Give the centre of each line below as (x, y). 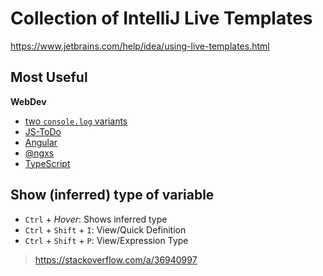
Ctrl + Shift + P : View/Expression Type (106, 240)
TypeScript (47, 163)
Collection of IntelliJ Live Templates (161, 18)
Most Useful (49, 77)
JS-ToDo (43, 131)
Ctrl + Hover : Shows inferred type (96, 219)
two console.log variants (76, 121)
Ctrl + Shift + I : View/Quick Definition (105, 229)
